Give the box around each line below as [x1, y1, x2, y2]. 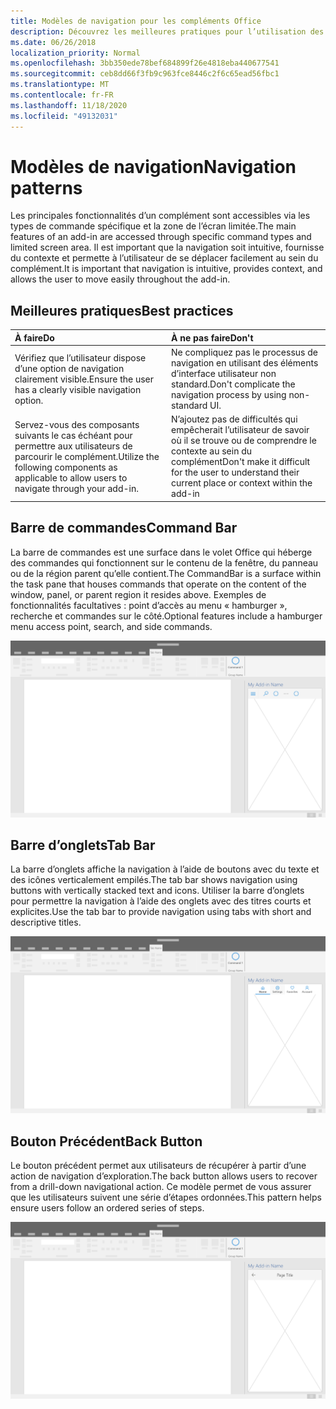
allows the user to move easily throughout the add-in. [10, 273, 231, 285]
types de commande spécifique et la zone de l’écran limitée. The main [10, 220, 297, 232]
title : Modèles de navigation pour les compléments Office [10, 16, 262, 26]
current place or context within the [171, 477, 313, 489]
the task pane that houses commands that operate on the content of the [10, 578, 307, 590]
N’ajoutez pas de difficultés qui [171, 413, 298, 425]
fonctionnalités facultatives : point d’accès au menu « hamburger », [10, 599, 288, 611]
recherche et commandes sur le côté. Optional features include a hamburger [10, 610, 323, 622]
